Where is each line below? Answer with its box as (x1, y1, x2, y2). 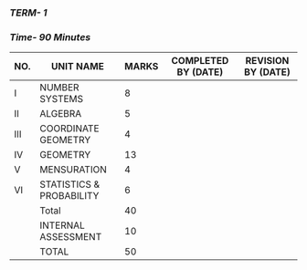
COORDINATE (39, 122, 100, 135)
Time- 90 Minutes (9, 30, 91, 43)
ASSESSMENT (39, 231, 102, 244)
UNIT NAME (50, 60, 105, 73)
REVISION (245, 55, 290, 67)
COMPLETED (171, 55, 229, 67)
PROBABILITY (39, 190, 100, 202)
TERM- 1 (9, 6, 48, 19)
